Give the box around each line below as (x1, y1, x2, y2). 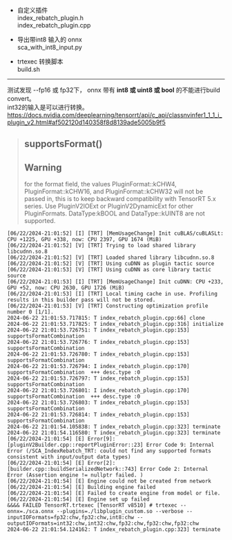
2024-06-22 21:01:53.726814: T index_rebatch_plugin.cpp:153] (7, 412, 190, 418)
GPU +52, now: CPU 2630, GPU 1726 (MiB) (7, 285, 126, 291)
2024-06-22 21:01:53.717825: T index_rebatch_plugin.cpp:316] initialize (7, 320, 224, 328)
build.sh (17, 65, 40, 73)
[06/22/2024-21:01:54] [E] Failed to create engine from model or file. (7, 490, 221, 497)
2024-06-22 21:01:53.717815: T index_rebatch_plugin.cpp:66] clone (7, 315, 206, 322)
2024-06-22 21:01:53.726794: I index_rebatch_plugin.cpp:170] (7, 363, 190, 370)
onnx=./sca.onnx (7, 508, 54, 515)
